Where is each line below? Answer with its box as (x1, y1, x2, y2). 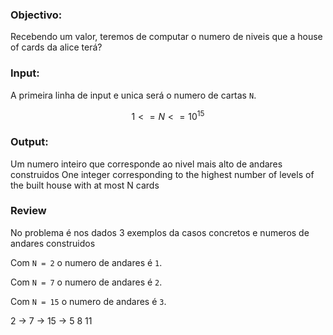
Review (10, 204, 47, 218)
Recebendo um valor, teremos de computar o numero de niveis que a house (10, 31, 323, 43)
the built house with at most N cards (10, 179, 160, 191)
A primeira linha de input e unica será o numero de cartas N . (10, 89, 257, 101)
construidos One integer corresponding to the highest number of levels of (10, 168, 315, 180)
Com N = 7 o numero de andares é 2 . (10, 276, 163, 288)
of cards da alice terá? (10, 41, 103, 53)
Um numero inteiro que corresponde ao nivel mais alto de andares (10, 158, 283, 170)
